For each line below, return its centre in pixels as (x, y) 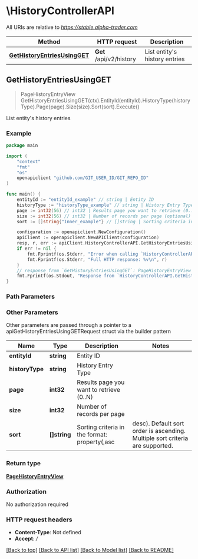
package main (22, 145)
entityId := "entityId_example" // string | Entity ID (85, 200)
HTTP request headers (39, 520)
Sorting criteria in (100, 427)
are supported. (153, 446)
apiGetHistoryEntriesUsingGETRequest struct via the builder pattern (89, 332)
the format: (92, 435)
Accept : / (26, 539)
